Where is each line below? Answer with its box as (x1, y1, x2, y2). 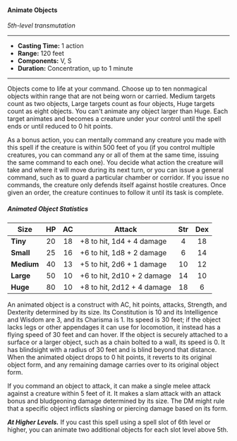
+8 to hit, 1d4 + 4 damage (80, 237, 167, 247)
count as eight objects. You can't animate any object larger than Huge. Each (7, 107, 229, 116)
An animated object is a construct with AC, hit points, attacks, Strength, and (7, 300, 227, 309)
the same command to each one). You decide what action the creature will (7, 158, 224, 167)
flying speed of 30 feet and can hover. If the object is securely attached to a (7, 331, 228, 339)
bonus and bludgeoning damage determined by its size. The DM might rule (7, 396, 225, 406)
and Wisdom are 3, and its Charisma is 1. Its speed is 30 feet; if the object (7, 315, 221, 324)
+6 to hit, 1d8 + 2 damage (80, 248, 167, 258)
